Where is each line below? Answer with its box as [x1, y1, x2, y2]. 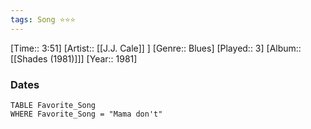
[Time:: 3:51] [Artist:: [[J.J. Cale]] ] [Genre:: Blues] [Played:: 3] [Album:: [10, 42, 302, 54]
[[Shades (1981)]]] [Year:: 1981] [10, 52, 138, 65]
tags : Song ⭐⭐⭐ [10, 14, 76, 25]
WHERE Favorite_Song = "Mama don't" [10, 109, 163, 119]
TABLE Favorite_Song [10, 100, 97, 110]
